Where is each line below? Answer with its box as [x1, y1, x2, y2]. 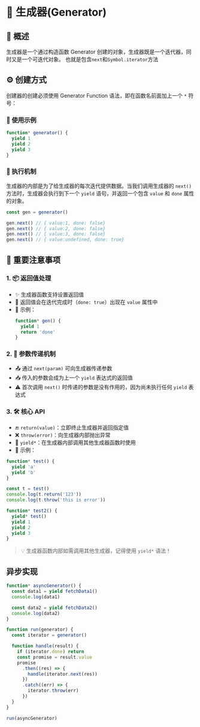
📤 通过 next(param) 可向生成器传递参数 [14, 364, 113, 372]
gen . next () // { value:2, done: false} [6, 225, 106, 231]
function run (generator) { [6, 627, 74, 633]
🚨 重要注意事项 [6, 255, 61, 265]
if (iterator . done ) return [17, 648, 84, 654]
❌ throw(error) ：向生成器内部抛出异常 [14, 431, 111, 438]
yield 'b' [11, 469, 36, 475]
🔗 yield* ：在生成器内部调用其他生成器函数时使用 [14, 439, 136, 446]
